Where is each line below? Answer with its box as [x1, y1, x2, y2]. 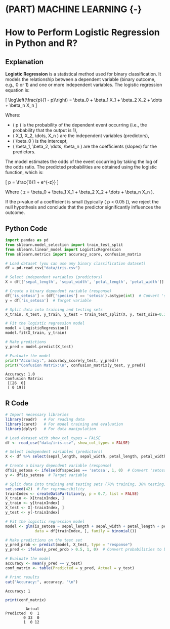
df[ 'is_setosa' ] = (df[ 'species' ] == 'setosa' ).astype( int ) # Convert [5, 293, 159, 298]
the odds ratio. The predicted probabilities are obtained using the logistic [5, 164, 157, 170]
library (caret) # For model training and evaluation [5, 422, 123, 427]
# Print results [5, 574, 39, 580]
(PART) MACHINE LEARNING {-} [5, 4, 142, 15]
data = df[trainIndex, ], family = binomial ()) [34, 528, 137, 533]
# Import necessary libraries [5, 412, 69, 417]
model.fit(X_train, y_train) [5, 330, 67, 336]
